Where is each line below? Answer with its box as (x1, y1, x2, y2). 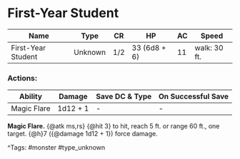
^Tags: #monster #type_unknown (7, 143, 106, 152)
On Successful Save (158, 91, 229, 101)
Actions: (7, 73, 38, 83)
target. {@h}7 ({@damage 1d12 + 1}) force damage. (7, 130, 159, 138)
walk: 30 (194, 43, 224, 53)
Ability (19, 91, 43, 101)
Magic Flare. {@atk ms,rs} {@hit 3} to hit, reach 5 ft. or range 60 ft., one (7, 122, 220, 130)
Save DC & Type (96, 91, 152, 101)
